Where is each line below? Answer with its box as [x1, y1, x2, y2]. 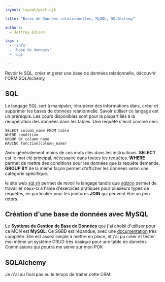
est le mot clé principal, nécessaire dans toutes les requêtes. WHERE [5, 155, 145, 161]
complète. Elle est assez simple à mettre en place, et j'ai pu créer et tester [5, 234, 155, 240]
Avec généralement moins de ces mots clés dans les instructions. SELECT [5, 149, 156, 155]
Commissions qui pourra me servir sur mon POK [5, 244, 103, 250]
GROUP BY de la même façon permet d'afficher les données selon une [5, 165, 149, 171]
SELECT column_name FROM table [5, 128, 69, 133]
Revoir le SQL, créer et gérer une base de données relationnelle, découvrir [5, 70, 156, 76]
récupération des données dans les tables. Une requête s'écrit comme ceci [5, 118, 158, 124]
